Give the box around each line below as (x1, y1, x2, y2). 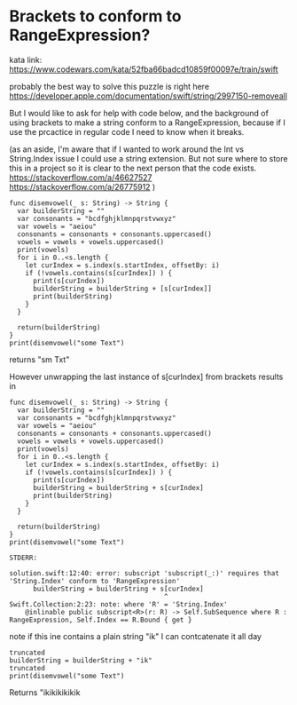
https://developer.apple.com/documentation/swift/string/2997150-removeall (9, 91, 288, 101)
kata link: (9, 54, 43, 65)
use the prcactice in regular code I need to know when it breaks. (9, 126, 245, 137)
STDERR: (9, 553, 38, 562)
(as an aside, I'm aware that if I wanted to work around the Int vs (9, 144, 244, 154)
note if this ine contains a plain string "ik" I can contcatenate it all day (9, 630, 262, 641)
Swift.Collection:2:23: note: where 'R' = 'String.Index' (9, 599, 228, 609)
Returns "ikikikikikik (9, 686, 81, 698)
